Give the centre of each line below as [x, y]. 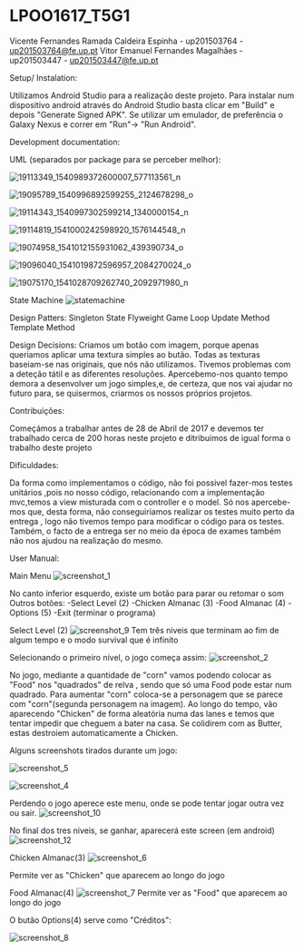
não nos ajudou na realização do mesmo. [86, 540]
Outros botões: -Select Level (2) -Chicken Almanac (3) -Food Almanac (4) [147, 603]
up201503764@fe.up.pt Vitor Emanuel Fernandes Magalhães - [126, 50]
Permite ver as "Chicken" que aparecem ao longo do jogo [117, 875]
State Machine [36, 299]
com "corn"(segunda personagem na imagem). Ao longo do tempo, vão [144, 703]
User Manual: [34, 558]
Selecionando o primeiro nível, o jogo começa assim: [108, 657]
